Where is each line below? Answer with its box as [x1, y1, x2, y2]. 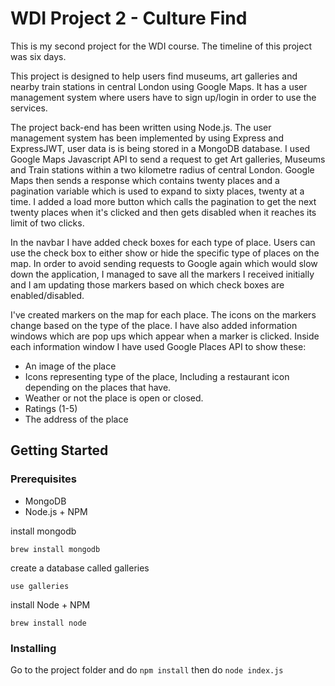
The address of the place [24, 413, 129, 425]
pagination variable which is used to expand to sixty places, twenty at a [10, 185, 305, 197]
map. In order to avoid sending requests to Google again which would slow [10, 257, 318, 269]
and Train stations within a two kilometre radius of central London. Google [10, 163, 315, 176]
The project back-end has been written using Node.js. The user [10, 121, 272, 133]
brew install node [10, 618, 87, 628]
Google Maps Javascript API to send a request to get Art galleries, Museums [10, 153, 326, 165]
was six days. [10, 50, 67, 62]
